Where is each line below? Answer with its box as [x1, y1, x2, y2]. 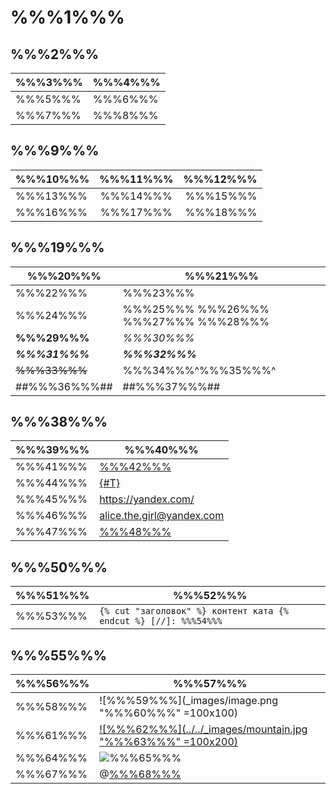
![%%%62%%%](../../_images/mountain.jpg [99, 722, 308, 736]
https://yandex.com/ [99, 492, 195, 506]
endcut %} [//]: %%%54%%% [99, 616, 223, 627]
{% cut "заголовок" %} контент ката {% [99, 606, 290, 617]
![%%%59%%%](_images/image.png [99, 694, 278, 708]
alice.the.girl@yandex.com [99, 509, 225, 523]
